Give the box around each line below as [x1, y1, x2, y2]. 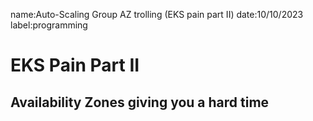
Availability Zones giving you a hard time [10, 94, 270, 111]
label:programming [10, 19, 88, 31]
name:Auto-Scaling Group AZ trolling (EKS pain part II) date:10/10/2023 [10, 9, 304, 20]
